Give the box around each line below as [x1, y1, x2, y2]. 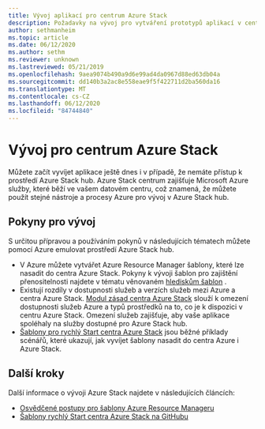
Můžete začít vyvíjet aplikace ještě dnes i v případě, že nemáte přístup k [8, 167, 243, 176]
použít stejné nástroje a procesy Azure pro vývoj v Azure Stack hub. [8, 192, 230, 201]
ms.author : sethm [8, 48, 65, 56]
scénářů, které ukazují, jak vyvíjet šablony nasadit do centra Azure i [19, 335, 239, 344]
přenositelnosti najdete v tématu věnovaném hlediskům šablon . [19, 277, 227, 286]
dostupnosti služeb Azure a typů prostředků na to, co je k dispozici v [19, 302, 243, 311]
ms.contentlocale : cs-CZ [8, 92, 90, 100]
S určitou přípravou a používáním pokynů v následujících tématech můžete [8, 236, 251, 246]
